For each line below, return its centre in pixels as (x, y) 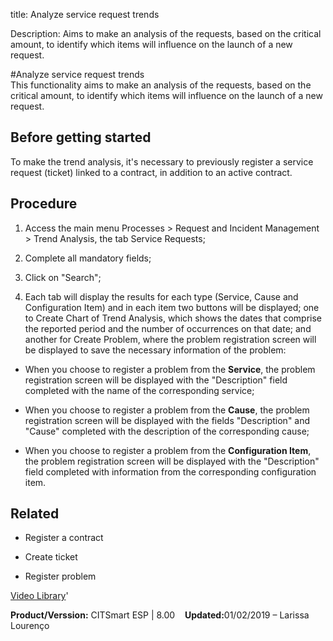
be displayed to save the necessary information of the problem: (155, 350)
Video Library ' (39, 596)
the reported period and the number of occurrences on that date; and (168, 328)
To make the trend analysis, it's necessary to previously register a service (162, 161)
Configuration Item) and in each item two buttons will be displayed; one (172, 307)
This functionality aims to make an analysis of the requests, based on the (161, 85)
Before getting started (81, 137)
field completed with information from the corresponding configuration (170, 471)
